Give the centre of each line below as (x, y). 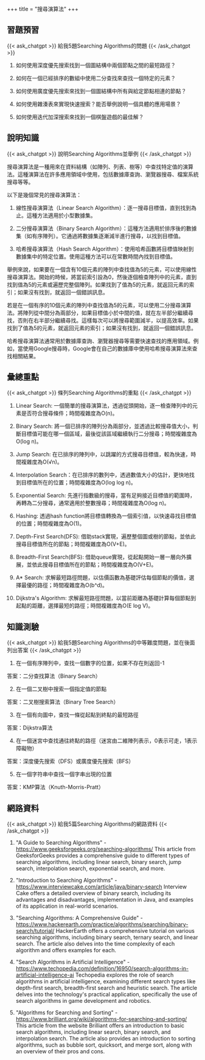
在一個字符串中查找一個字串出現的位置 (64, 774)
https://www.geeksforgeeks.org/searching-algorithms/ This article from (106, 849)
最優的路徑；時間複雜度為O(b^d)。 (64, 585)
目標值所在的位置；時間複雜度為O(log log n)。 (78, 483)
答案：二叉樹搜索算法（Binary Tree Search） (63, 702)
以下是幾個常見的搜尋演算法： (44, 195)
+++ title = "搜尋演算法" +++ (43, 9)
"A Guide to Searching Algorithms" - (61, 843)
